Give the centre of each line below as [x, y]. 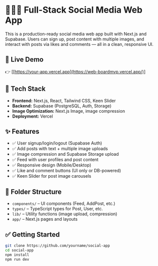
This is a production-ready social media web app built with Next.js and [76, 34]
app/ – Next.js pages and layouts [45, 219]
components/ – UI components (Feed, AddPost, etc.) [64, 204]
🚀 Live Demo [24, 60]
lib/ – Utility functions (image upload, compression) [65, 214]
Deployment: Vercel [32, 116]
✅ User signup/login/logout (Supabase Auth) [57, 143]
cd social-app [20, 250]
